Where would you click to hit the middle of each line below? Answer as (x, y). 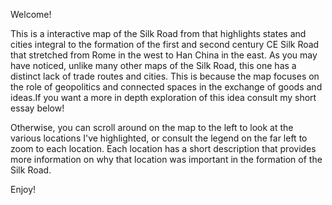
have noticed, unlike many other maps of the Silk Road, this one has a (153, 65)
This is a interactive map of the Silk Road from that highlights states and (158, 33)
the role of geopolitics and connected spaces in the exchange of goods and (166, 87)
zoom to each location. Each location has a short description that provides (163, 148)
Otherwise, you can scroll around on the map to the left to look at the (152, 127)
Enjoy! (23, 189)
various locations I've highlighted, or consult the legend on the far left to (159, 138)
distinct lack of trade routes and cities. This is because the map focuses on (165, 76)
